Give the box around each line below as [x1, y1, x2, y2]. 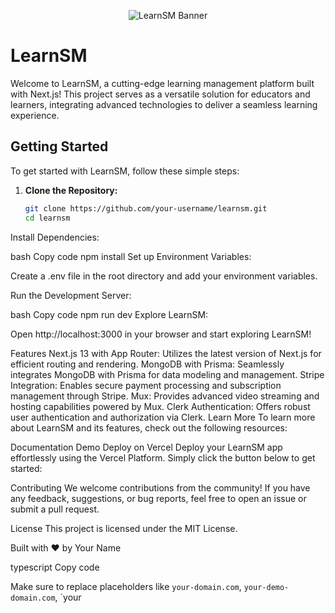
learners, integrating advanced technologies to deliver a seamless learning [10, 98, 318, 110]
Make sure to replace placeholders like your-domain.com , [10, 580, 242, 592]
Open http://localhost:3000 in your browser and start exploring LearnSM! [10, 328, 312, 340]
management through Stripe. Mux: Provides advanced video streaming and [10, 390, 320, 402]
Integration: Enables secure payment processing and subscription [10, 379, 282, 391]
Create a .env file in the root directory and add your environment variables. [10, 270, 318, 282]
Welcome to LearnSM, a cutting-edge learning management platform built [10, 77, 315, 89]
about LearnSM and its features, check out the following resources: [10, 421, 288, 434]
